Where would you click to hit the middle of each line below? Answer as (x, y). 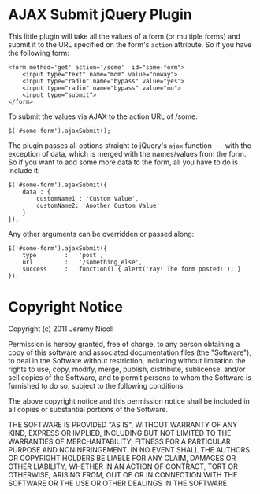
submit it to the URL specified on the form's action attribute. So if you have (130, 44)
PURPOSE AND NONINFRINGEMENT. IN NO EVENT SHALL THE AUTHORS (129, 449)
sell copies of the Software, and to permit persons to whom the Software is (130, 377)
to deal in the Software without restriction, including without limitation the (127, 360)
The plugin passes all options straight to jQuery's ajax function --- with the (130, 145)
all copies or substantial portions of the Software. (88, 409)
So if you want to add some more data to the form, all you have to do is (123, 162)
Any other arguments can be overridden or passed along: (101, 234)
